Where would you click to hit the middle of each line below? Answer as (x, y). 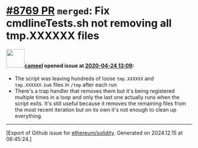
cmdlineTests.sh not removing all (89, 23)
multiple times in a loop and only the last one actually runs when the (97, 97)
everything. (29, 116)
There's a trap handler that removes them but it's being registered (95, 91)
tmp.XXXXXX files (53, 36)
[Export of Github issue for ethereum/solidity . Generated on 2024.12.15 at (95, 133)
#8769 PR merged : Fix (58, 11)
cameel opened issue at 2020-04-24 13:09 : (79, 65)
